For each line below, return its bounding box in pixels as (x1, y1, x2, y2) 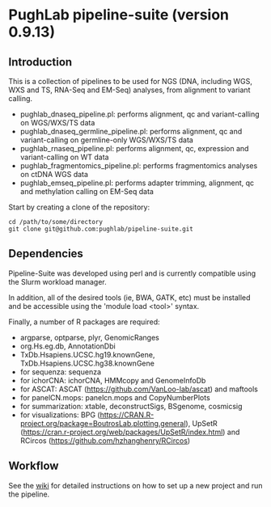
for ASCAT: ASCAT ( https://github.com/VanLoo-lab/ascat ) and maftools (19, 384, 259, 394)
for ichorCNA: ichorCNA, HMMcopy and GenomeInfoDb (19, 375, 206, 385)
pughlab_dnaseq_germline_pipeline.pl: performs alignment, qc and (19, 127, 243, 136)
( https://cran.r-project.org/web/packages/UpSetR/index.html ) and (19, 427, 240, 437)
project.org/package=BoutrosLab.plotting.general (19, 418, 186, 428)
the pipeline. (8, 489, 50, 499)
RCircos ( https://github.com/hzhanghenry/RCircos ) (19, 435, 191, 446)
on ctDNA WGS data (19, 170, 89, 179)
